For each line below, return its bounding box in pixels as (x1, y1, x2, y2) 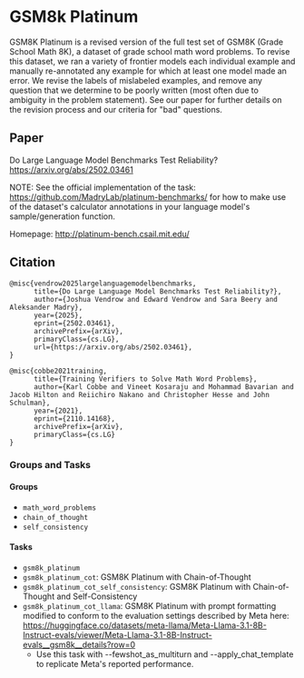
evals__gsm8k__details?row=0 (22, 639, 136, 650)
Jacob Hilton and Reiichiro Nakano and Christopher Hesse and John (9, 390, 270, 399)
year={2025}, (33, 311, 83, 320)
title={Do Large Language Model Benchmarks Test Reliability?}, (33, 286, 282, 296)
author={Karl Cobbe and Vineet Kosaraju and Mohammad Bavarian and (33, 382, 295, 392)
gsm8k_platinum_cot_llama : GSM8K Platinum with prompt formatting (22, 600, 277, 611)
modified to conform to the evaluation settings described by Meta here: (22, 610, 289, 621)
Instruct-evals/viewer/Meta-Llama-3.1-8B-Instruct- (22, 629, 213, 640)
